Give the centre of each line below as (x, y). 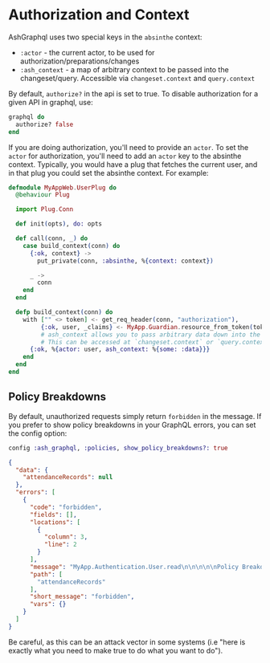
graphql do (27, 117)
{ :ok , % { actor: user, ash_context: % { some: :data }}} (120, 350)
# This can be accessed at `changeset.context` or (127, 342)
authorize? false (45, 124)
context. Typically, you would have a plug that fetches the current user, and (133, 164)
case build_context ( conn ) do (72, 246)
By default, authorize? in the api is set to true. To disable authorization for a (133, 93)
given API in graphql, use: (51, 102)
